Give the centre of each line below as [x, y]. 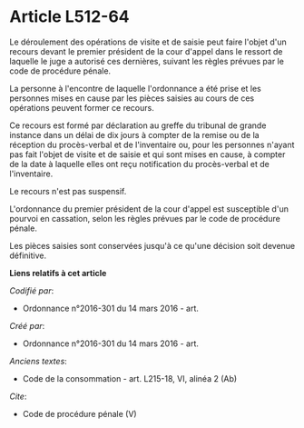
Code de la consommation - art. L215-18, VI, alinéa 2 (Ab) [130, 378]
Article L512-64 [69, 17]
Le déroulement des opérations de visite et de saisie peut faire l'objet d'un [148, 42]
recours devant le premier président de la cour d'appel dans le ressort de [146, 51]
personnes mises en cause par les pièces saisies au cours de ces [132, 98]
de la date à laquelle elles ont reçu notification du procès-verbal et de [139, 164]
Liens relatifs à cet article [58, 273]
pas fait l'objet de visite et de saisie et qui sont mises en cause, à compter [147, 154]
